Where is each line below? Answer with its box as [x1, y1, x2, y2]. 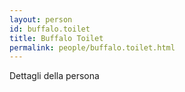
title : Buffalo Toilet [9, 33, 104, 43]
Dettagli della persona [9, 70, 100, 82]
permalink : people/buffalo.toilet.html [9, 42, 176, 53]
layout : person [9, 14, 73, 25]
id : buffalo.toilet [9, 24, 91, 34]
